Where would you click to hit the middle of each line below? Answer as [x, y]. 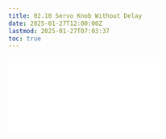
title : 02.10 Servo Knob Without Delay [75, 16]
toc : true [25, 38]
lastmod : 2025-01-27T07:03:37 [59, 31]
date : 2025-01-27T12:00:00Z [56, 23]
